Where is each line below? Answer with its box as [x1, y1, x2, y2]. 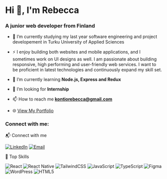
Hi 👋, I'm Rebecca [5, 4, 79, 16]
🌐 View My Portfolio [12, 107, 54, 114]
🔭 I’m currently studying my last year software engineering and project [12, 33, 158, 39]
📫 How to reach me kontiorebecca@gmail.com [12, 96, 113, 102]
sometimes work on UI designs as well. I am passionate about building [12, 56, 157, 62]
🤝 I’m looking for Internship [12, 86, 69, 92]
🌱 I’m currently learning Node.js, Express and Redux [12, 76, 121, 82]
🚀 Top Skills [5, 153, 29, 159]
